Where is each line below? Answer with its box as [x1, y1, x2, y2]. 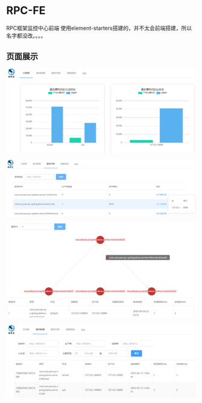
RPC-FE [6, 4, 46, 18]
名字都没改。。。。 [6, 31, 46, 39]
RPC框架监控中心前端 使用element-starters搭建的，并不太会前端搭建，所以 [6, 24, 192, 31]
